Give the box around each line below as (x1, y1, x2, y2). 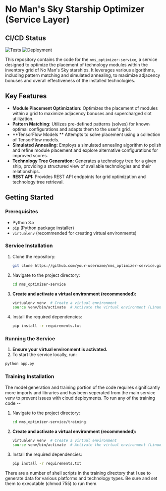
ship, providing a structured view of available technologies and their (12, 163, 151, 169)
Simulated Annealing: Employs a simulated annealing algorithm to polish (12, 142, 162, 148)
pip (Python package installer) (12, 225, 74, 231)
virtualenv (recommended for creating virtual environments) (12, 230, 137, 236)
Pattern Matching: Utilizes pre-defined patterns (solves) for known (12, 121, 150, 127)
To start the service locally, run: (12, 352, 77, 358)
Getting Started (5, 193, 54, 202)
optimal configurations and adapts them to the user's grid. (12, 126, 131, 132)
